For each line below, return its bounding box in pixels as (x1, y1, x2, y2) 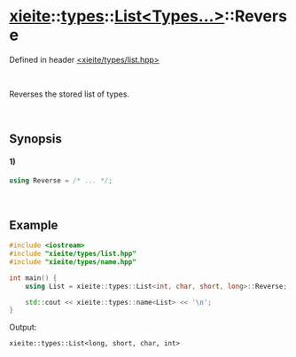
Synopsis (9, 131, 62, 147)
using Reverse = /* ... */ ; (9, 175, 113, 185)
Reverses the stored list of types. (9, 89, 130, 99)
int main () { (9, 273, 58, 283)
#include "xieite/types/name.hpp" (9, 257, 137, 267)
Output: (9, 322, 37, 333)
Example (9, 217, 58, 232)
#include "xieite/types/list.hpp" (9, 250, 137, 259)
